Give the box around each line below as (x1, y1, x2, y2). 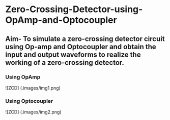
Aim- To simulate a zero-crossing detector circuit (5, 34, 165, 43)
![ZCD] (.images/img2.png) (5, 109, 62, 115)
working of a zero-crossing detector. (5, 58, 125, 67)
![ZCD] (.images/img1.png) (5, 85, 61, 91)
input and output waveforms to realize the (5, 50, 141, 59)
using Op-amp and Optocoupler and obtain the (5, 42, 156, 51)
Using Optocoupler (5, 97, 53, 104)
